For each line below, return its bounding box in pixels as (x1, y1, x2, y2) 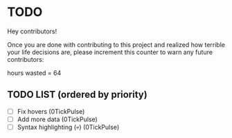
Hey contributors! (7, 27, 57, 35)
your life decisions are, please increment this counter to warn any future (7, 48, 213, 56)
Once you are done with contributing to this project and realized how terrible (7, 40, 225, 49)
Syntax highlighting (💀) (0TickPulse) (17, 123, 120, 131)
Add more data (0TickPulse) (17, 115, 98, 123)
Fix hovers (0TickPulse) (17, 107, 85, 115)
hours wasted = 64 (7, 69, 62, 77)
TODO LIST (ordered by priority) (7, 89, 148, 101)
